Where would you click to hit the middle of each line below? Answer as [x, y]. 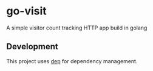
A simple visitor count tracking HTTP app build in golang [77, 28]
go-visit [26, 11]
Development [32, 47]
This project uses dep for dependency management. [72, 61]
